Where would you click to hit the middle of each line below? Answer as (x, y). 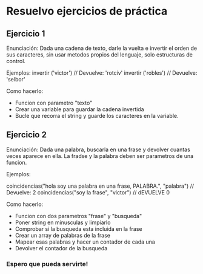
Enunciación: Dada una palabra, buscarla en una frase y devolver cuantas (98, 149)
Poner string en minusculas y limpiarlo (63, 222)
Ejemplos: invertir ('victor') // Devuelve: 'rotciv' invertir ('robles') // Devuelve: (102, 73)
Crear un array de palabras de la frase (63, 235)
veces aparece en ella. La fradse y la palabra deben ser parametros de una (100, 156)
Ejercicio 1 (26, 34)
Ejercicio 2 (27, 135)
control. (16, 61)
